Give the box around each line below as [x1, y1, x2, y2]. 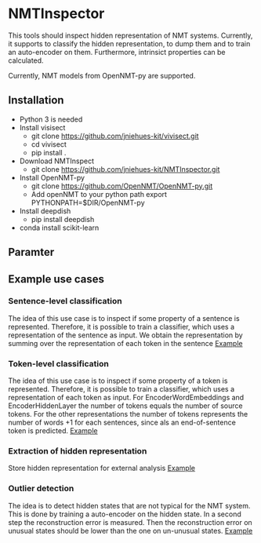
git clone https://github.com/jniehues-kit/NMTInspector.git [31, 164, 220, 173]
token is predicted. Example [8, 426, 98, 435]
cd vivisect [31, 139, 67, 149]
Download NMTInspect [19, 156, 95, 166]
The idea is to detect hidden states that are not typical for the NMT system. [8, 501, 251, 510]
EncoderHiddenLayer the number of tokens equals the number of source [8, 401, 243, 410]
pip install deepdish [31, 214, 95, 224]
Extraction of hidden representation [8, 446, 147, 457]
